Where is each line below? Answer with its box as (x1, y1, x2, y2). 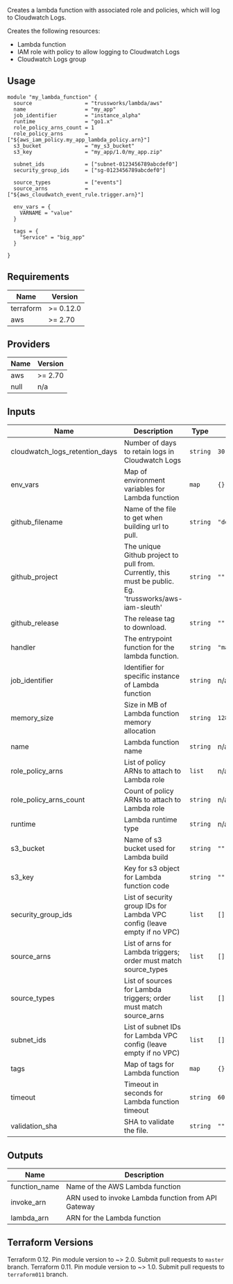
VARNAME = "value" (19, 209, 73, 217)
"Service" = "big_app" (19, 233, 85, 241)
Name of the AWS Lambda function (65, 1182, 182, 1191)
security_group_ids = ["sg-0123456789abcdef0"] (13, 166, 166, 173)
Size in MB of (123, 700, 168, 710)
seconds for (123, 1088, 163, 1098)
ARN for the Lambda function (65, 1213, 162, 1223)
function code (123, 881, 170, 891)
